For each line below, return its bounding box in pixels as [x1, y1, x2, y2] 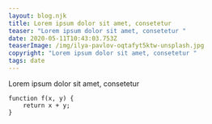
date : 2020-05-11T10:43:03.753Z [8, 34, 117, 43]
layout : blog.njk [8, 11, 67, 20]
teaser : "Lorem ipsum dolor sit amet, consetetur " [8, 27, 186, 35]
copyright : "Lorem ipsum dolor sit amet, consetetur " [8, 49, 197, 57]
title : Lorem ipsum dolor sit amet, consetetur [8, 19, 172, 27]
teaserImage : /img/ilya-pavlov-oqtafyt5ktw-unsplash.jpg [8, 42, 205, 50]
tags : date [8, 57, 45, 65]
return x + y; [23, 101, 70, 110]
